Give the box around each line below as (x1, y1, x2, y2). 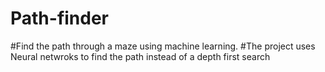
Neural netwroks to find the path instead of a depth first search (10, 50, 271, 62)
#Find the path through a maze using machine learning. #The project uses (10, 40, 316, 52)
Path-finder (10, 7, 110, 30)
